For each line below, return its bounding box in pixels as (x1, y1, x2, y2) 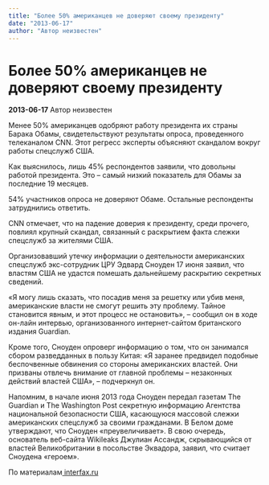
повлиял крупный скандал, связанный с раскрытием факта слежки (8, 227, 240, 237)
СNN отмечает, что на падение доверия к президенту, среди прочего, (8, 219, 250, 228)
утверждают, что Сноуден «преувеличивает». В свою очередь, (8, 426, 226, 436)
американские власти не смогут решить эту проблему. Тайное (8, 301, 226, 310)
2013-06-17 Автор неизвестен (8, 105, 112, 115)
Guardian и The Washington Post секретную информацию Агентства (8, 401, 241, 410)
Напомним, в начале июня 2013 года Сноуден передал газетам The (8, 392, 242, 402)
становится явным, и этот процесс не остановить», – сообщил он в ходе (8, 310, 259, 319)
